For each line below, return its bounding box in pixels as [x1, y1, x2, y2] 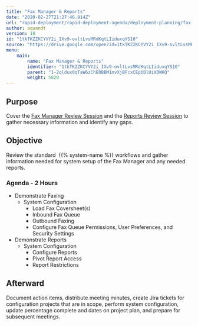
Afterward [6, 279, 45, 289]
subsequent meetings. [6, 313, 61, 320]
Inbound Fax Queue [32, 211, 81, 218]
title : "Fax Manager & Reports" [6, 8, 85, 15]
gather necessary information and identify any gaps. [6, 118, 134, 125]
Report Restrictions [32, 262, 80, 269]
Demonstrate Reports [14, 236, 67, 243]
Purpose [6, 96, 38, 106]
